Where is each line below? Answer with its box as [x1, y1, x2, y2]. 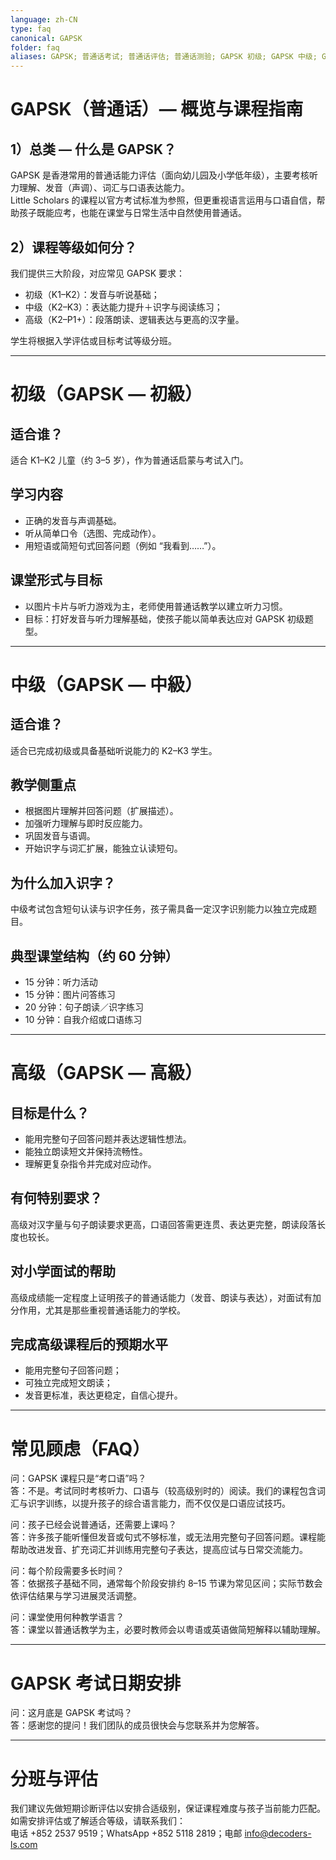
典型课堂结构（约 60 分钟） [10, 947, 179, 965]
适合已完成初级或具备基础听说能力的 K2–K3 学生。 [10, 744, 218, 756]
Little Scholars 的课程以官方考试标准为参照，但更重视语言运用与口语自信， [10, 194, 317, 206]
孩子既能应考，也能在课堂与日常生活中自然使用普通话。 [18, 207, 247, 219]
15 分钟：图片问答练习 [24, 989, 116, 1000]
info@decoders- [244, 1827, 312, 1840]
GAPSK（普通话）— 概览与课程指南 [10, 98, 304, 121]
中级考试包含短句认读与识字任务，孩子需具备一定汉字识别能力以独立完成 [10, 903, 308, 915]
